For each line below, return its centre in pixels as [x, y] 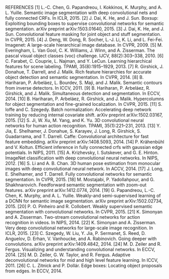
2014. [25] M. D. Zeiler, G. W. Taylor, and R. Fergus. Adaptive [68, 255]
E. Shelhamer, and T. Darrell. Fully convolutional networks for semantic [79, 174]
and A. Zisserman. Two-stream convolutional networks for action [73, 217]
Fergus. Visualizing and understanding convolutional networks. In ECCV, [80, 249]
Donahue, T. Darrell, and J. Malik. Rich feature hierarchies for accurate [78, 72]
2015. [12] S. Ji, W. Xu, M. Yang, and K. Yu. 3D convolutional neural [74, 120]
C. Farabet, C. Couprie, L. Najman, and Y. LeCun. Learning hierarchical [79, 61]
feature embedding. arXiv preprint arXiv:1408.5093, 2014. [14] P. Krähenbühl [85, 142]
